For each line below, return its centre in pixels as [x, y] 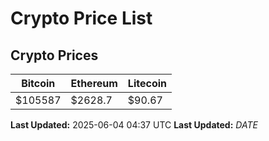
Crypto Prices [54, 55]
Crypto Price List [81, 18]
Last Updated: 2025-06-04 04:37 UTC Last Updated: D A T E [134, 125]
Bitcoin [38, 83]
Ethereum [94, 83]
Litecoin [147, 83]
